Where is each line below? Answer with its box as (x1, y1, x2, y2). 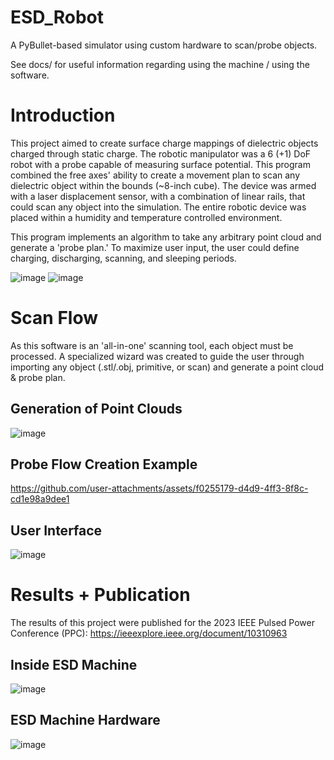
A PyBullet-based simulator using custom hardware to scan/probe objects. (10, 39, 318, 51)
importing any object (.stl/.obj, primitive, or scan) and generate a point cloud (10, 361, 325, 373)
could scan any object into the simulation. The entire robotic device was (10, 201, 307, 213)
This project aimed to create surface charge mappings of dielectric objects (10, 137, 319, 149)
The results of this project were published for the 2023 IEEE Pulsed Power (10, 617, 315, 629)
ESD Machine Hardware (10, 712, 161, 729)
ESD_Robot (10, 6, 105, 29)
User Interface (10, 522, 103, 539)
